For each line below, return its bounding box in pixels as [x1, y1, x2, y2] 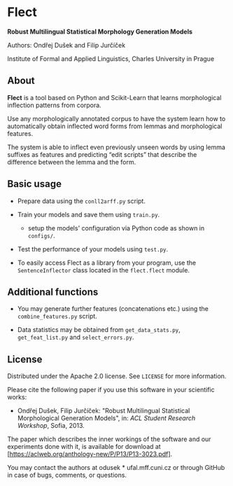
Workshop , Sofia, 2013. [17, 422, 85, 430]
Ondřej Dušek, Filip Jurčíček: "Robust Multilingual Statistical [17, 407, 190, 415]
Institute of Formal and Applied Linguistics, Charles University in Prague [7, 54, 215, 63]
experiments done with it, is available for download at [7, 443, 161, 451]
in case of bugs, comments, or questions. [7, 471, 127, 480]
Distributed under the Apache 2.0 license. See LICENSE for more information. [7, 372, 227, 380]
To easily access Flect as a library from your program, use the [17, 258, 197, 267]
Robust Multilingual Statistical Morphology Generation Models [7, 27, 193, 36]
